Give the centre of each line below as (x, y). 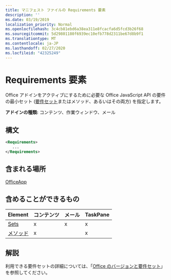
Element (18, 214)
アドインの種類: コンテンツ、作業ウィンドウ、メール (61, 112)
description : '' (23, 15)
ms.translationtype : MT (31, 39)
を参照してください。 (28, 273)
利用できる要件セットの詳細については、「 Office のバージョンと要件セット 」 (85, 266)
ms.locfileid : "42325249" (33, 53)
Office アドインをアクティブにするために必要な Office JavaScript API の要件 (85, 95)
